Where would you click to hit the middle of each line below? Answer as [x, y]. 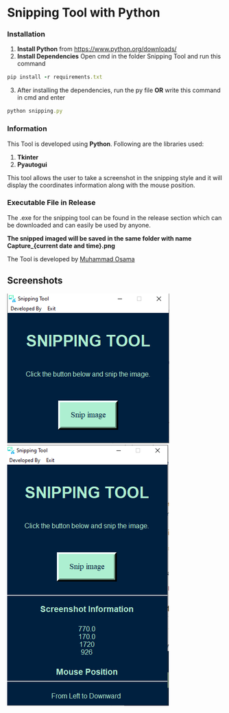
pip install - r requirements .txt [55, 77]
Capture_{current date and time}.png [61, 245]
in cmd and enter [41, 98]
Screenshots [35, 281]
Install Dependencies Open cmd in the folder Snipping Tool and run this [119, 56]
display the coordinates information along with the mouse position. [101, 185]
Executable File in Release [51, 203]
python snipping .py [35, 111]
